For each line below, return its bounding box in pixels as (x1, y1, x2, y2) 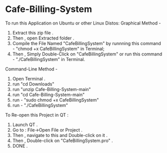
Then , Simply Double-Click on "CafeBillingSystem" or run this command (12, 51, 162, 57)
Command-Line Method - (5, 66, 57, 72)
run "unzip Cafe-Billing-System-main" (12, 86, 91, 92)
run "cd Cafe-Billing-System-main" (12, 91, 85, 97)
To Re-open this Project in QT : (5, 111, 68, 118)
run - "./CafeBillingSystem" (12, 102, 68, 108)
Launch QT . (12, 121, 38, 127)
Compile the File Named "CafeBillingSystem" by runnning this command (12, 40, 161, 46)
